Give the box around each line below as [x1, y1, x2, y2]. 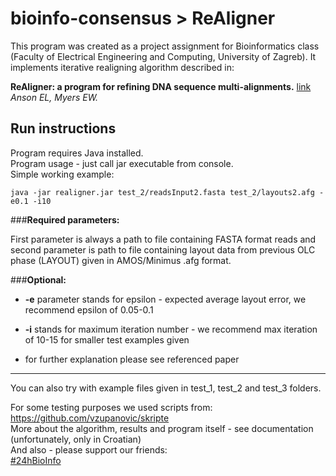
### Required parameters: [10, 213, 120, 226]
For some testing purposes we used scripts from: [10, 401, 213, 413]
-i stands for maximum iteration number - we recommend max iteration [24, 323, 318, 335]
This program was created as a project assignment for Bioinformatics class [10, 40, 320, 52]
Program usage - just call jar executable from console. [10, 157, 234, 169]
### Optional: [10, 273, 67, 286]
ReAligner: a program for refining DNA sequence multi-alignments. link [10, 80, 312, 92]
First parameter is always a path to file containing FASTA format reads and [10, 233, 317, 245]
